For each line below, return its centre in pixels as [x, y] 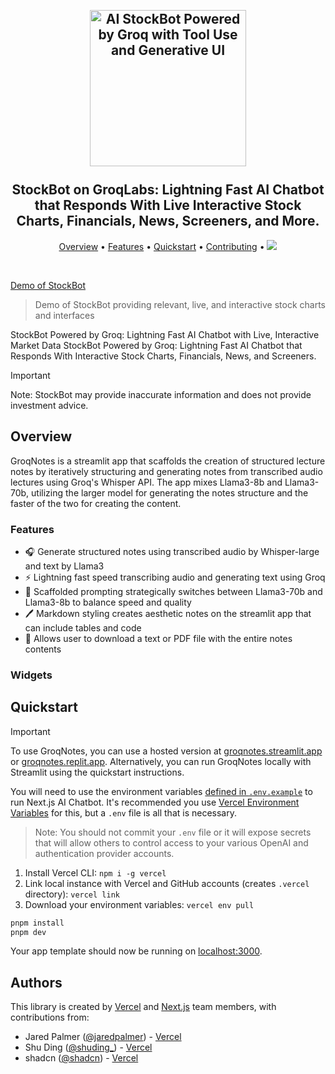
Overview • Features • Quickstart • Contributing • [161, 246]
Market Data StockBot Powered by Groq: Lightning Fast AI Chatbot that [156, 345]
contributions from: [50, 1017]
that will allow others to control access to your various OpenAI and [171, 842]
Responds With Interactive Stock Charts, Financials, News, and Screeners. [163, 356]
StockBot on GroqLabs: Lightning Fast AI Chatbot [168, 190]
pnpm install [37, 923]
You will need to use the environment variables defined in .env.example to [161, 791]
